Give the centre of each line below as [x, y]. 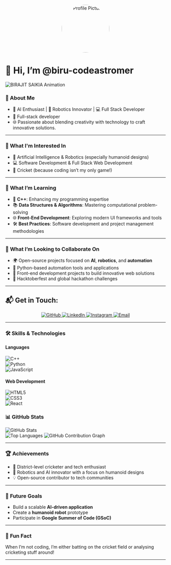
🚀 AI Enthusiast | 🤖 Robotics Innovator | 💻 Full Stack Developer [79, 109]
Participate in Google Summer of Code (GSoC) [62, 518]
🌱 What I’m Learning [31, 188]
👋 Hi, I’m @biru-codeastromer [69, 71]
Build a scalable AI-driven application [53, 507]
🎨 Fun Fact [19, 536]
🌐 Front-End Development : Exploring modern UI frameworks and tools [87, 217]
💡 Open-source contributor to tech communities [63, 477]
